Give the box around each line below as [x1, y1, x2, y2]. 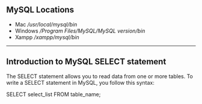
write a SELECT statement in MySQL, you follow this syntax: [6, 79, 155, 86]
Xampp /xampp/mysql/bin [14, 33, 79, 41]
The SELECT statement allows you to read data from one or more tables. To [6, 72, 194, 80]
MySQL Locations [6, 5, 74, 15]
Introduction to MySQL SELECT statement [6, 57, 167, 67]
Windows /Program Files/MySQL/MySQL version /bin [14, 27, 145, 34]
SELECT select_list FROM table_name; [6, 90, 101, 98]
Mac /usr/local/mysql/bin [14, 20, 78, 28]
